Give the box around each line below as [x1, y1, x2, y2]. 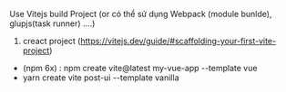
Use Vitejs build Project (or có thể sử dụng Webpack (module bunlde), [9, 9, 272, 19]
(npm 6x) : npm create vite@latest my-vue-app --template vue [22, 63, 258, 73]
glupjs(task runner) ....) [9, 18, 96, 29]
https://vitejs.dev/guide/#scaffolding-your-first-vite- [80, 36, 276, 46]
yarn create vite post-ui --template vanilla [22, 72, 179, 83]
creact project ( [22, 36, 81, 46]
